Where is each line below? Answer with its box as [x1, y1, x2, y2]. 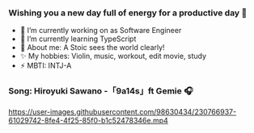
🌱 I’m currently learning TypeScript [19, 34, 137, 44]
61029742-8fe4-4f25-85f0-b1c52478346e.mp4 [8, 115, 168, 125]
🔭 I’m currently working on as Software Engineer [19, 26, 182, 35]
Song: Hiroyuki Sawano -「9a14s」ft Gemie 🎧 [8, 85, 193, 97]
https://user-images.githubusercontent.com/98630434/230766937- [8, 106, 237, 116]
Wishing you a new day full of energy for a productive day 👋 [8, 7, 248, 19]
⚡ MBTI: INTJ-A [19, 60, 72, 71]
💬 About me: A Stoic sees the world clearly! [19, 43, 165, 52]
